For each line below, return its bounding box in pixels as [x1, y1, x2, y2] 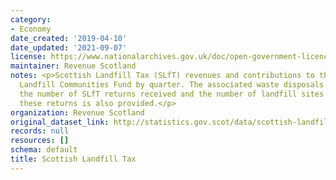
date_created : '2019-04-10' [10, 33, 128, 43]
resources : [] [10, 136, 70, 146]
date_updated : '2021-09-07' [10, 42, 128, 53]
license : [10, 52, 47, 62]
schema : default [10, 145, 78, 155]
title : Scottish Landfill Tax [10, 154, 137, 164]
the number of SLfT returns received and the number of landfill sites [19, 89, 325, 99]
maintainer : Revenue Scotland [10, 61, 137, 71]
